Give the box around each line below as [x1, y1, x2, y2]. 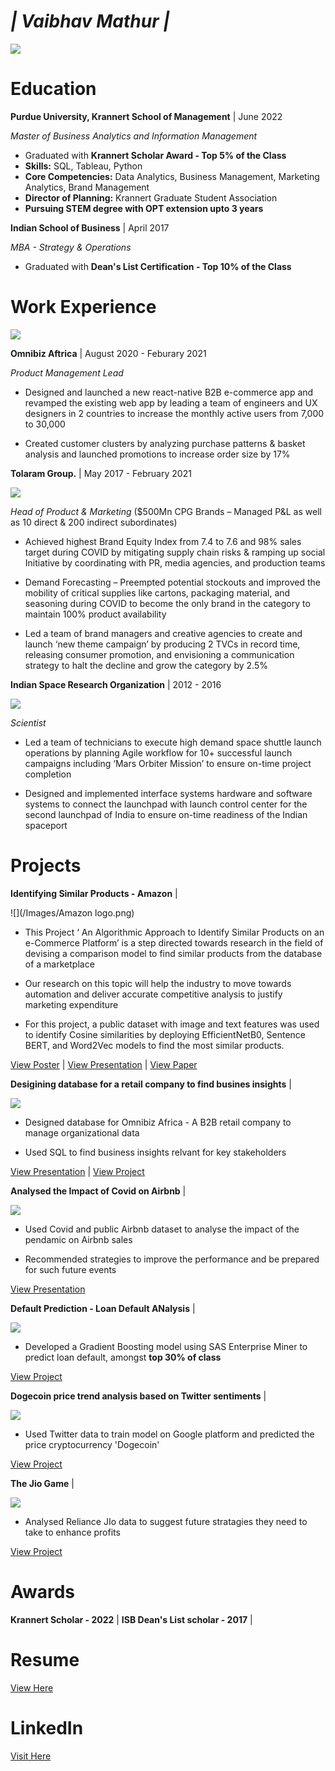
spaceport [24, 819, 68, 831]
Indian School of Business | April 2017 [10, 221, 170, 234]
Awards [10, 1580, 76, 1603]
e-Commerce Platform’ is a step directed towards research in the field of [24, 936, 324, 949]
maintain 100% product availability [24, 608, 167, 620]
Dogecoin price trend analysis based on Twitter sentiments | [10, 1390, 267, 1402]
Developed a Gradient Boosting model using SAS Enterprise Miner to [24, 1340, 308, 1352]
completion [24, 768, 72, 780]
